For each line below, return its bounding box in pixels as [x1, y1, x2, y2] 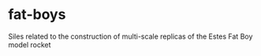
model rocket [8, 39, 51, 49]
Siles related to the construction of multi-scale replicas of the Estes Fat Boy [8, 32, 253, 41]
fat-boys [8, 6, 66, 24]
